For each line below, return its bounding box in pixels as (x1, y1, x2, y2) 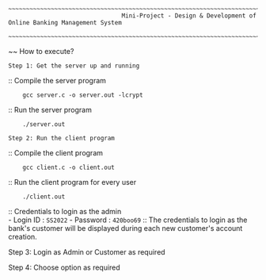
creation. (8, 232, 37, 241)
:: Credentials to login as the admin (8, 207, 122, 216)
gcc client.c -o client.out (22, 163, 115, 171)
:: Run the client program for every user (8, 178, 137, 186)
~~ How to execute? (8, 47, 74, 56)
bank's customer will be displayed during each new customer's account (8, 224, 243, 232)
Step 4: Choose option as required (8, 263, 120, 272)
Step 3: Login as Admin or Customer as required (8, 247, 165, 256)
